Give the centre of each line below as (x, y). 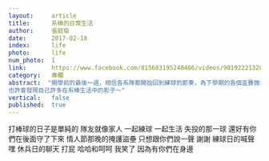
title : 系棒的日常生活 (51, 23)
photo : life (37, 53)
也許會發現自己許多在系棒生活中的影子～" (67, 90)
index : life (37, 46)
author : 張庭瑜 (39, 30)
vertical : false (39, 98)
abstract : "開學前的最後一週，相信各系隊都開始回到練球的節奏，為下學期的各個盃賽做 (134, 83)
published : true (37, 105)
